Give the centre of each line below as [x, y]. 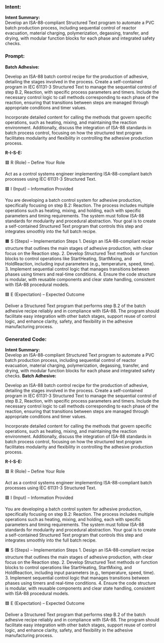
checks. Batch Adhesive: [31, 376]
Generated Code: [26, 339]
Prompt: [15, 56]
